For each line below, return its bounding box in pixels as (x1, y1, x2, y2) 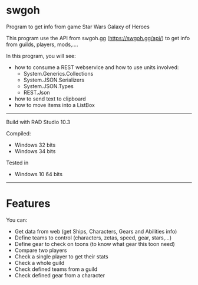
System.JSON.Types (23, 82, 74, 89)
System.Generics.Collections (23, 70, 94, 77)
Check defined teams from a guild (14, 265, 98, 273)
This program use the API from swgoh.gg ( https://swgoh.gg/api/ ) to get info (6, 34, 190, 41)
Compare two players (14, 247, 67, 254)
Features (6, 197, 51, 210)
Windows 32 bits (14, 141, 56, 148)
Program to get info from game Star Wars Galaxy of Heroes (6, 23, 150, 30)
